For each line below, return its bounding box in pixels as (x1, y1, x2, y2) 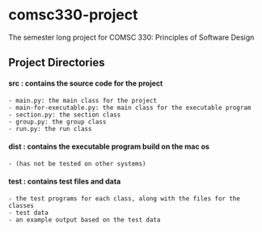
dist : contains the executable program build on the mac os (8, 141, 210, 151)
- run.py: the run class (8, 124, 92, 133)
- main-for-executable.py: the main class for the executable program (8, 103, 251, 112)
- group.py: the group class (8, 117, 107, 126)
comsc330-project (8, 6, 139, 24)
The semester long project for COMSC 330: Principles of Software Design (8, 32, 255, 42)
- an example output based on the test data (8, 216, 161, 224)
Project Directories (8, 56, 105, 70)
